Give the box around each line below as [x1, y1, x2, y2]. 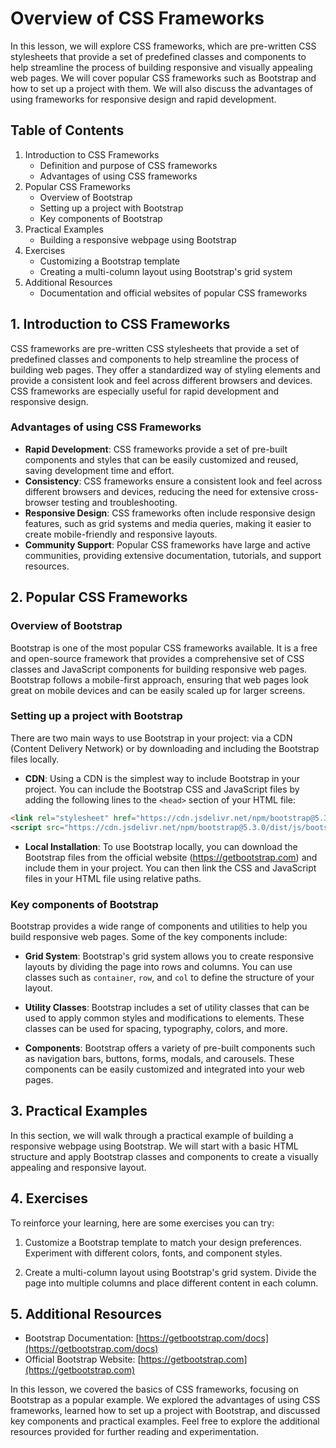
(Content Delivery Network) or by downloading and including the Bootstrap [10, 742, 320, 754]
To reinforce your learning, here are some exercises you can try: [10, 1217, 275, 1229]
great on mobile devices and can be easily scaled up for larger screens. [10, 684, 306, 696]
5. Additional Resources [10, 1305, 162, 1322]
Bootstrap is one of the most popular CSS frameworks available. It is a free [10, 642, 318, 654]
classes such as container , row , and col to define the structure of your [24, 971, 315, 983]
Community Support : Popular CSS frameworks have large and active [24, 538, 312, 551]
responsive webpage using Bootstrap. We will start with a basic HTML [10, 1140, 299, 1152]
